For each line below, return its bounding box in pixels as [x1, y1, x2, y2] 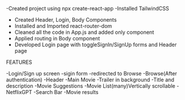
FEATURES [6, 58, 33, 65]
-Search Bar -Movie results [33, 89, 99, 95]
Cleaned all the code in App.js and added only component [14, 29, 155, 36]
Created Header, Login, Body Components [14, 16, 117, 23]
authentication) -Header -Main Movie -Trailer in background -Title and [6, 76, 174, 83]
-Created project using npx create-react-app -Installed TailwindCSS [6, 5, 169, 12]
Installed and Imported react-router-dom [14, 23, 113, 29]
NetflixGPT [6, 89, 32, 95]
